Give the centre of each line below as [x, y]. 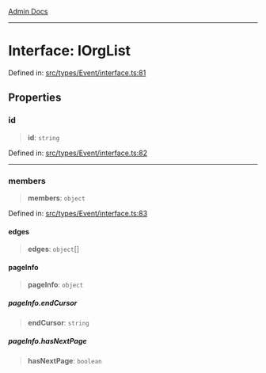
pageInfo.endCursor [43, 303]
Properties [35, 98]
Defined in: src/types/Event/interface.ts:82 [78, 153]
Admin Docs [28, 11]
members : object [56, 198]
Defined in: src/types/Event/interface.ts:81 [77, 72]
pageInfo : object [55, 285]
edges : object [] [53, 249]
